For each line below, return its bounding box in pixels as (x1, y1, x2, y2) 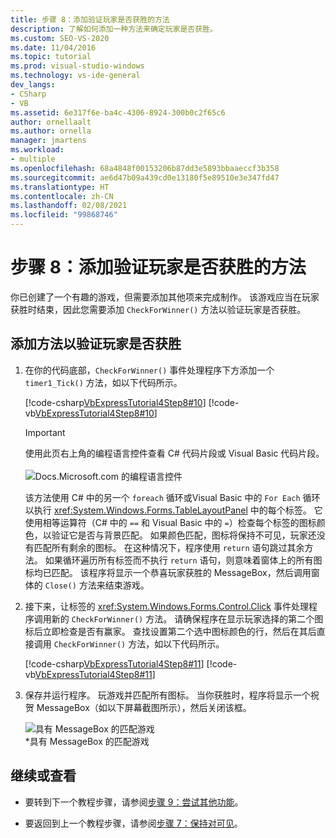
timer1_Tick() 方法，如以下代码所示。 (24, 376, 183, 388)
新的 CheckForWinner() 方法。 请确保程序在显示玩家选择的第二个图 (51, 612, 324, 625)
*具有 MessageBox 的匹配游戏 (24, 735, 150, 747)
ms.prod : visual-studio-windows (10, 61, 145, 71)
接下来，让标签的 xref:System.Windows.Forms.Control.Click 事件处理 (24, 600, 309, 612)
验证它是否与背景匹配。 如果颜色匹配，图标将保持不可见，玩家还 (51, 529, 317, 541)
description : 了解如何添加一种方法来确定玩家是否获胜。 (10, 24, 218, 34)
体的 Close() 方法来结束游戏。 (24, 579, 150, 591)
